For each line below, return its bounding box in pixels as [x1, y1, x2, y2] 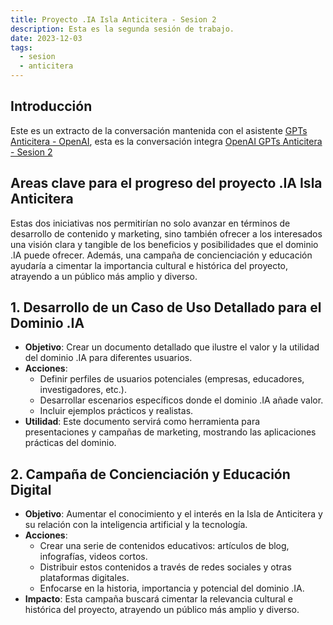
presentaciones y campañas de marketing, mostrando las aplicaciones [24, 426, 317, 438]
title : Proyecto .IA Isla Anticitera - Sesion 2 [10, 14, 217, 25]
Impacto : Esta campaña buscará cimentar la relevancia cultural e [24, 593, 293, 605]
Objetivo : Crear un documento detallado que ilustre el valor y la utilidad [24, 341, 320, 353]
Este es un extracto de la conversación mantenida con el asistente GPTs [10, 124, 308, 136]
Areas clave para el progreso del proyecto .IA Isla [10, 175, 323, 192]
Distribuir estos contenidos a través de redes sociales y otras [39, 561, 292, 573]
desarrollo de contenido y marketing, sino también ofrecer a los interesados [10, 227, 323, 240]
